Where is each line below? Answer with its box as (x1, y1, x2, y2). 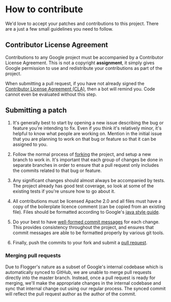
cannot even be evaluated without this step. (5, 91, 97, 97)
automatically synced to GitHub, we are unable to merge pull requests (5, 269, 152, 275)
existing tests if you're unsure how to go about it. (12, 188, 116, 194)
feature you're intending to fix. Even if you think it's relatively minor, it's (12, 125, 162, 131)
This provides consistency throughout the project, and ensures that (12, 224, 154, 230)
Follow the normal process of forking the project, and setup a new (12, 151, 151, 157)
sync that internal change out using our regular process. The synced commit (5, 285, 166, 291)
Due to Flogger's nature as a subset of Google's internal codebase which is (5, 264, 163, 270)
